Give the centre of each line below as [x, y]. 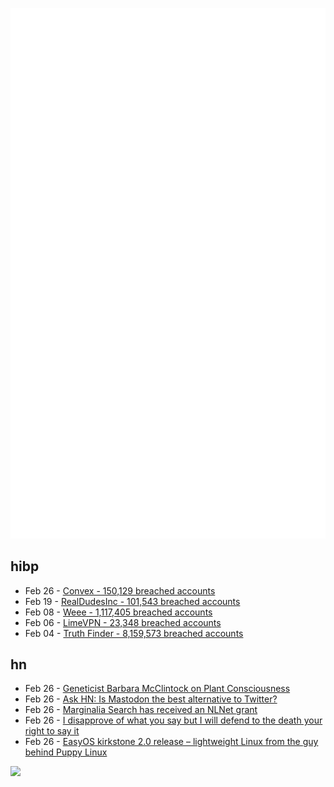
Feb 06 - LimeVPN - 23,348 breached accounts [123, 622]
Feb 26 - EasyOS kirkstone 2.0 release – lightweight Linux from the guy [171, 742]
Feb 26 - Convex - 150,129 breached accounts [120, 590]
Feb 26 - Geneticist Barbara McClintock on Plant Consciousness [157, 689]
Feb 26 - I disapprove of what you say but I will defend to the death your [173, 720]
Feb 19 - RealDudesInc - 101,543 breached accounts [132, 601]
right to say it [52, 731]
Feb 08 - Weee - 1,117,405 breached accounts [118, 612]
